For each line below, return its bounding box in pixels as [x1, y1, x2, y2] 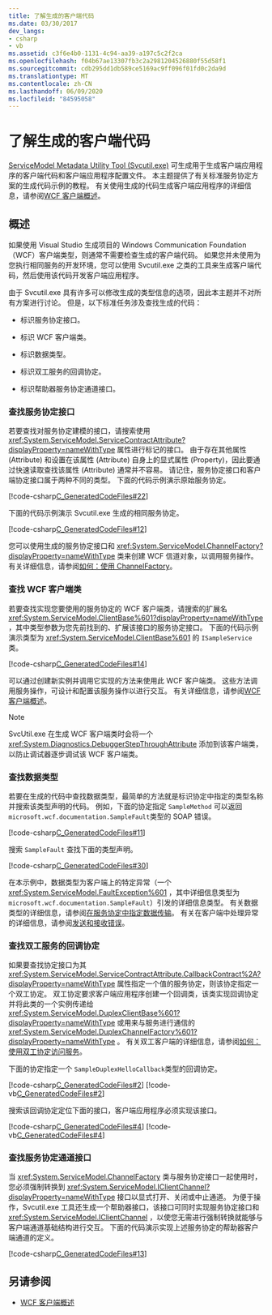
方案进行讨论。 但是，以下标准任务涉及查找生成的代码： [15, 298, 202, 307]
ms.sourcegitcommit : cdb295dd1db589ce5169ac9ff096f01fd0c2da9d [8, 65, 227, 73]
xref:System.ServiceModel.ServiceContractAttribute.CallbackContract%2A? [8, 970, 261, 979]
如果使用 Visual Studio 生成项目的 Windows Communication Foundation [8, 240, 247, 250]
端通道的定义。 [8, 1233, 58, 1243]
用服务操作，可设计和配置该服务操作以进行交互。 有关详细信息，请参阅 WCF [8, 686, 261, 696]
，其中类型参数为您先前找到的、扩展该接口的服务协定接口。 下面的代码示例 [8, 622, 259, 632]
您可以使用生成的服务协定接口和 [8, 541, 115, 551]
